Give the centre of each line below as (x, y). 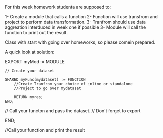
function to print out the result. (37, 33)
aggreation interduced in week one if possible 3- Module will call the (76, 27)
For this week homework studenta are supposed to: (58, 7)
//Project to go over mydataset (48, 88)
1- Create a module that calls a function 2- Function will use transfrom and (82, 17)
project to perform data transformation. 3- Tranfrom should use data (76, 22)
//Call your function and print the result (45, 130)
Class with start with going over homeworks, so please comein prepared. (80, 42)
